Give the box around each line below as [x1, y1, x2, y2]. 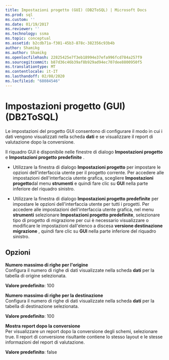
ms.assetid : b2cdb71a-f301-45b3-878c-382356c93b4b [5, 41, 115, 46]
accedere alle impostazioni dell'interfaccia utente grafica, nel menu [12, 206, 154, 212]
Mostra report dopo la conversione [5, 323, 80, 329]
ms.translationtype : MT [5, 64, 56, 69]
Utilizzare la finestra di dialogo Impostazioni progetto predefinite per [12, 196, 159, 202]
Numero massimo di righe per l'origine [5, 262, 88, 268]
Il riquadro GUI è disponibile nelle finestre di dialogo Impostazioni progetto [5, 149, 163, 155]
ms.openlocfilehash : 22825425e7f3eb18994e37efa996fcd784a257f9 [5, 54, 143, 60]
